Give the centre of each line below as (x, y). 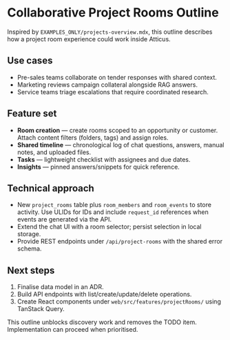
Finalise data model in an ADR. (60, 287)
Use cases (30, 61)
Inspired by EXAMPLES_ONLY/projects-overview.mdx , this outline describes (110, 32)
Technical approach (51, 188)
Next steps (31, 270)
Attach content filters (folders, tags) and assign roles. (93, 137)
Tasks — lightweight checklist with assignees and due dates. (104, 159)
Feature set (32, 114)
